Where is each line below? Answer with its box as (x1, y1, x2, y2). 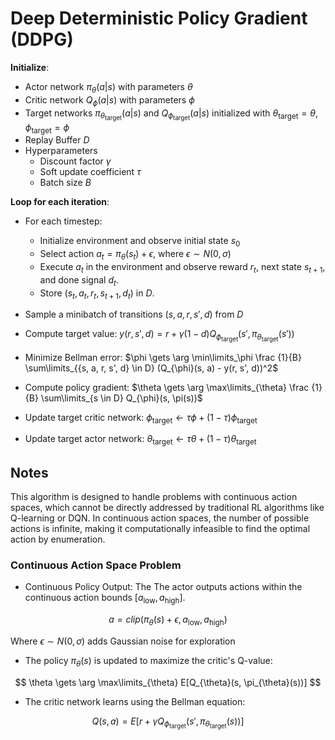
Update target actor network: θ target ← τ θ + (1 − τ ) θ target (24, 433, 257, 447)
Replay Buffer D (24, 134, 90, 146)
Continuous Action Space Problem (10, 558, 182, 572)
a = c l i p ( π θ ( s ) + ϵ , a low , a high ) (108, 613, 228, 627)
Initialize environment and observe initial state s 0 (39, 235, 241, 249)
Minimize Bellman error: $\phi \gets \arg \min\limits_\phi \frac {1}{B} (24, 351, 302, 363)
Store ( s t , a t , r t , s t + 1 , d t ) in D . (39, 287, 155, 301)
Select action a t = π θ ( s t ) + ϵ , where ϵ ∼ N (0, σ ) (39, 248, 232, 262)
